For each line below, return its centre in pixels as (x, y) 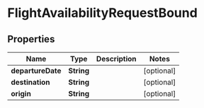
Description (116, 59)
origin (21, 94)
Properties (31, 39)
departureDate (36, 71)
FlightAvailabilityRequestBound (103, 13)
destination (30, 82)
